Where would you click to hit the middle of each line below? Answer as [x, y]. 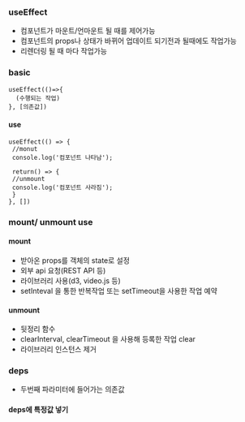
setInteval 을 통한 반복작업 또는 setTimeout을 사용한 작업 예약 [118, 291]
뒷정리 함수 [38, 329]
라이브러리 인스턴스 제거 [58, 349]
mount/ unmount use [51, 222]
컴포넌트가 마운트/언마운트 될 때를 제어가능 [88, 31]
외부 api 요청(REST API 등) [63, 270]
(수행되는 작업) [38, 98]
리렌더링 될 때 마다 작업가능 [64, 51]
